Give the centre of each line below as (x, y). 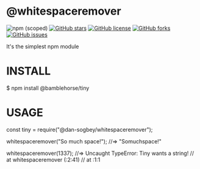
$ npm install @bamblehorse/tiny (48, 88)
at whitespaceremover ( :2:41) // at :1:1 (53, 159)
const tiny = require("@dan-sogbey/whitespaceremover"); (80, 129)
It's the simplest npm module (43, 46)
